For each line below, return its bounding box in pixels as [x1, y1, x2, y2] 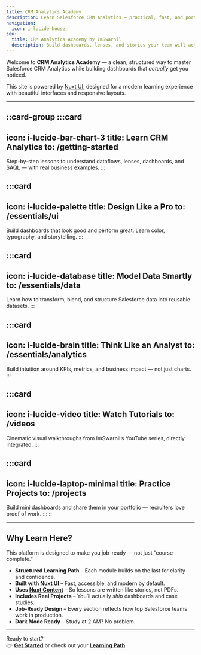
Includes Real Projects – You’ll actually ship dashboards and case [14, 592, 178, 599]
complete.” [6, 555, 33, 562]
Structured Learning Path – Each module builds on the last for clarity [14, 566, 185, 574]
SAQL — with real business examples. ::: [6, 164, 106, 171]
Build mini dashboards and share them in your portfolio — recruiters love [6, 504, 185, 511]
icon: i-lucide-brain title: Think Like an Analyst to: [6, 340, 195, 351]
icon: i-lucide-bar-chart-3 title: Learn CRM [6, 132, 169, 142]
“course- [153, 549, 175, 556]
